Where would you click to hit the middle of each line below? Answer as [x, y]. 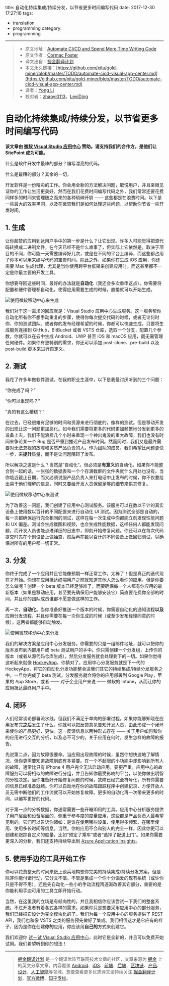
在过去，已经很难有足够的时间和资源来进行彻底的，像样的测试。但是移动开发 [84, 422]
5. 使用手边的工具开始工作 [45, 858]
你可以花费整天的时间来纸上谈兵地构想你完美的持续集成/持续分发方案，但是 [83, 872]
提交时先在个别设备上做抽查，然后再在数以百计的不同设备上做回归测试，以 [82, 537]
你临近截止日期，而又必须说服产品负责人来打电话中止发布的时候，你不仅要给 [84, 477]
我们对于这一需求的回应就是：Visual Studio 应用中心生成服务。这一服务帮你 [83, 311]
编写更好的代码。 [36, 799]
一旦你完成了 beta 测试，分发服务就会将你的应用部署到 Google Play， [86, 675]
